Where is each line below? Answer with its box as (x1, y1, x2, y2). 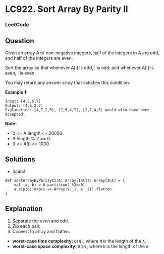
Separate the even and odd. (12, 218, 69, 224)
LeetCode (5, 21, 29, 28)
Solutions (5, 155, 36, 164)
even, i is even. (5, 70, 36, 76)
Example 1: (5, 89, 28, 95)
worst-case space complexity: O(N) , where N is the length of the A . (12, 243, 150, 249)
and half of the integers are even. (5, 55, 73, 61)
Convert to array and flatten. (12, 228, 70, 234)
